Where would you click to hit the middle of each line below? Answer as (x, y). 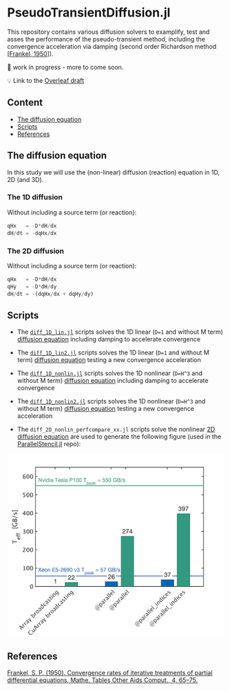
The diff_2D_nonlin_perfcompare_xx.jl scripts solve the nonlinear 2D (116, 430)
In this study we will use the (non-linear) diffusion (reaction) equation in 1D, (114, 172)
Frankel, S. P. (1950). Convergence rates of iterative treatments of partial (110, 672)
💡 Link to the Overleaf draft (46, 80)
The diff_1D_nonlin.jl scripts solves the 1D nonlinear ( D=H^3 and (110, 373)
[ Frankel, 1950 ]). (30, 54)
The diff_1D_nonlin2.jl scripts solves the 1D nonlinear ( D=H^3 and (111, 401)
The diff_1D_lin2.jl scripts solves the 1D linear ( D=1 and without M (113, 352)
